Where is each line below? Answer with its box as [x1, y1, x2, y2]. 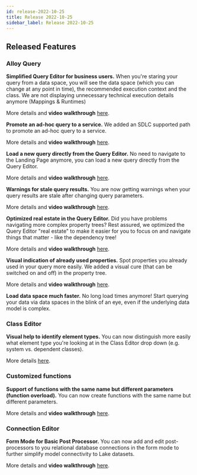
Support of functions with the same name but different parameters [6, 386, 173, 393]
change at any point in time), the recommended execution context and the [6, 85, 187, 92]
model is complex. [6, 305, 51, 312]
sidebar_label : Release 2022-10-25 [6, 20, 94, 25]
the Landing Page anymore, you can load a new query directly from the [6, 156, 180, 163]
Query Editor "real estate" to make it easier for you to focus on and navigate [6, 227, 191, 235]
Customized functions [6, 372, 72, 380]
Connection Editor [6, 424, 60, 432]
